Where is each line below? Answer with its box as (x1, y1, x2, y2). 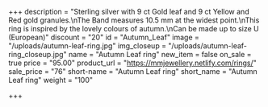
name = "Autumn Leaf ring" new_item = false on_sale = (68, 50, 252, 59)
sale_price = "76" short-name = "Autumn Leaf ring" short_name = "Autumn (8, 67, 258, 76)
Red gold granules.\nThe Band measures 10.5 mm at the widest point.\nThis (8, 15, 260, 25)
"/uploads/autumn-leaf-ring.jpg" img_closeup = (8, 41, 167, 51)
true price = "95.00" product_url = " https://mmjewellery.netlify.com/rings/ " (8, 58, 257, 68)
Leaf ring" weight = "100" (8, 76, 94, 84)
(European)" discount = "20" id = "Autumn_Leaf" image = (8, 32, 200, 42)
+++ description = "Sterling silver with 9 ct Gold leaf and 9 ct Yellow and (8, 7, 249, 16)
